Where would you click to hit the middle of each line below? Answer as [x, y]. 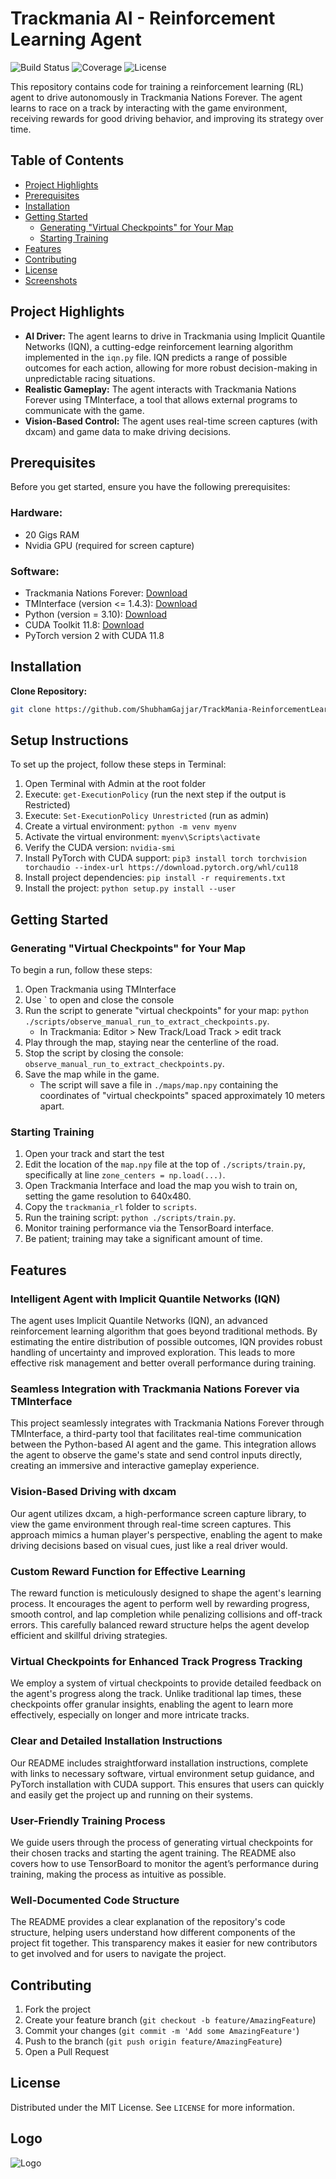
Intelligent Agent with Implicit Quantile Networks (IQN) [145, 1299]
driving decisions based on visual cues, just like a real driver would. [149, 1545]
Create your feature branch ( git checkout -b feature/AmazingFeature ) [170, 2020]
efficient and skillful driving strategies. [89, 1636]
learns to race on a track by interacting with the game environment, [149, 108]
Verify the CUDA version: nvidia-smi [100, 848]
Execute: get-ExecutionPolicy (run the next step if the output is [155, 794]
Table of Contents [67, 160]
